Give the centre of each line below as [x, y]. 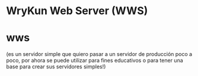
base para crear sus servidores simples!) [56, 67]
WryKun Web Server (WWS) [77, 11]
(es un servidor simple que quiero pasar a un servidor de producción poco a [99, 54]
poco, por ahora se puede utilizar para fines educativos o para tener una [95, 61]
